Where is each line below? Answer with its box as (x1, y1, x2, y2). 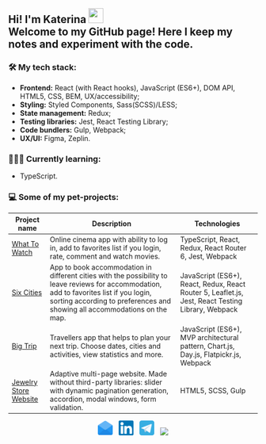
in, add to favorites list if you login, (50, 243, 161, 253)
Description (92, 219, 132, 228)
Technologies (194, 219, 241, 228)
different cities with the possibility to (50, 271, 168, 281)
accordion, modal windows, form (50, 394, 157, 404)
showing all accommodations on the (50, 304, 168, 314)
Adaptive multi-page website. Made (50, 369, 168, 378)
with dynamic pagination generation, (50, 385, 169, 395)
